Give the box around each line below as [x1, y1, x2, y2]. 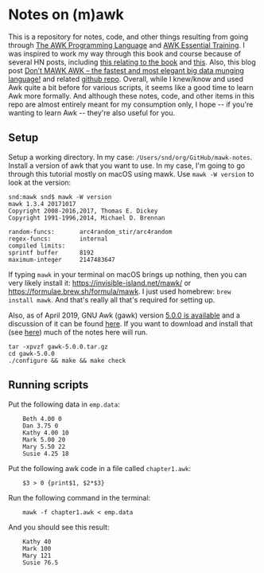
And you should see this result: [8, 522, 110, 532]
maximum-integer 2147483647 [8, 255, 115, 263]
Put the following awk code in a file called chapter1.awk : [8, 463, 192, 473]
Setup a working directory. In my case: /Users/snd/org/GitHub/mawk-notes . [8, 152, 253, 162]
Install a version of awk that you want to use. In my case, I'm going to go [8, 161, 245, 170]
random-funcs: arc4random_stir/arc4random [8, 228, 173, 236]
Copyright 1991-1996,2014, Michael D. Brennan [8, 213, 165, 222]
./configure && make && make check [8, 357, 126, 364]
